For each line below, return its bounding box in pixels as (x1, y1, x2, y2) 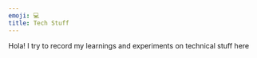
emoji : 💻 (8, 11, 40, 20)
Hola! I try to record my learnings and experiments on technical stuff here (8, 41, 250, 50)
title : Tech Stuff (8, 19, 69, 27)
